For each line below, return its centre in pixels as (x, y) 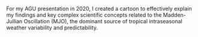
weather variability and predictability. (52, 27)
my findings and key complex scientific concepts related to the (84, 15)
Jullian (14, 21)
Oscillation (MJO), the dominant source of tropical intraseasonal (103, 21)
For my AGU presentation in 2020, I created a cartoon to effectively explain (99, 9)
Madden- (175, 15)
